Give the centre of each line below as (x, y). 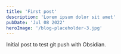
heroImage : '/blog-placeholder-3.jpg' (54, 28)
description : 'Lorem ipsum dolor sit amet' (61, 17)
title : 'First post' (32, 11)
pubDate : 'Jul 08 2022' (36, 22)
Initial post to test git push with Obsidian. (56, 45)
